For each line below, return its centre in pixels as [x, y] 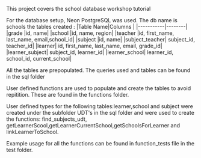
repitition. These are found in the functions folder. [68, 95]
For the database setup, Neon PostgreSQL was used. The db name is [92, 20]
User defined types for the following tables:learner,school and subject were [100, 106]
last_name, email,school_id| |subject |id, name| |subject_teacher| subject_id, [101, 39]
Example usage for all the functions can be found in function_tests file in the [100, 143]
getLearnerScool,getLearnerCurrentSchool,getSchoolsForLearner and [93, 125]
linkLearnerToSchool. [32, 132]
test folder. [20, 150]
